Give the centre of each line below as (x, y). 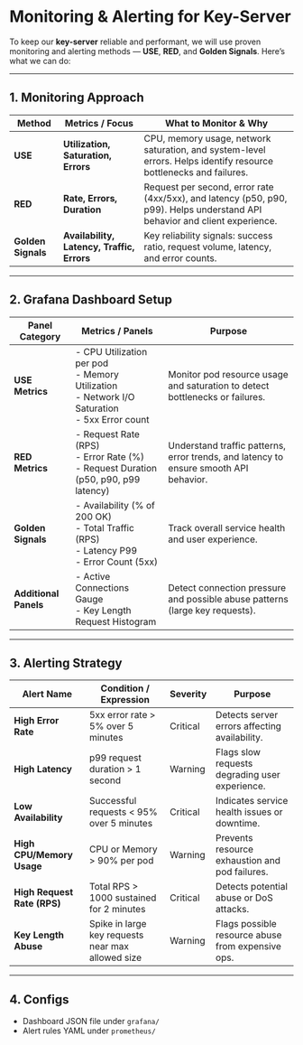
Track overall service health (227, 527)
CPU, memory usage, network (207, 138)
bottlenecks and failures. (196, 172)
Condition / (125, 688)
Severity (188, 695)
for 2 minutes (117, 910)
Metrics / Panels (117, 331)
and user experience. (213, 539)
